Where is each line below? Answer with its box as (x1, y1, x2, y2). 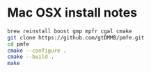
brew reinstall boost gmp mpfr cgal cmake (7, 28, 132, 35)
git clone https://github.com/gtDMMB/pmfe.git (7, 34, 145, 41)
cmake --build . (7, 53, 54, 60)
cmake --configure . (7, 47, 67, 54)
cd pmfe (7, 40, 30, 48)
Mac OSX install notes (7, 5, 138, 21)
